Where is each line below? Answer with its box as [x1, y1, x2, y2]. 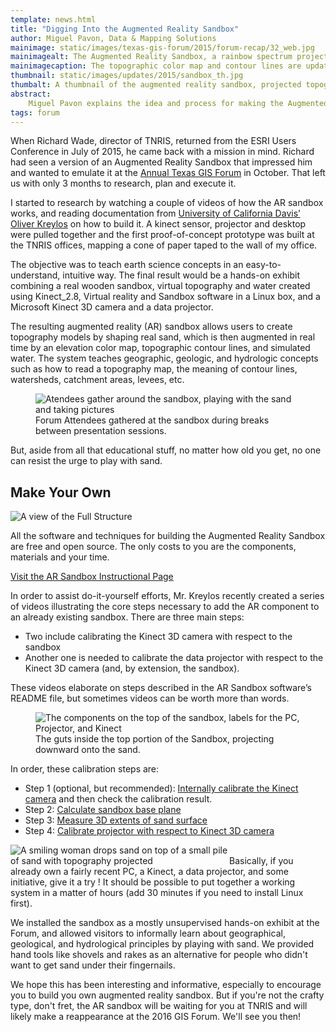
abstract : [10, 89, 52, 99]
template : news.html [10, 14, 97, 25]
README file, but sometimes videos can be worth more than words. [10, 692, 290, 705]
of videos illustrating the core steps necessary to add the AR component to [10, 601, 320, 613]
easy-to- [245, 259, 282, 271]
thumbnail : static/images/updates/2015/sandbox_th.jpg [10, 71, 244, 81]
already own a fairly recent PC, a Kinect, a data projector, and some [10, 866, 289, 878]
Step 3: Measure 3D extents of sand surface [24, 814, 208, 826]
